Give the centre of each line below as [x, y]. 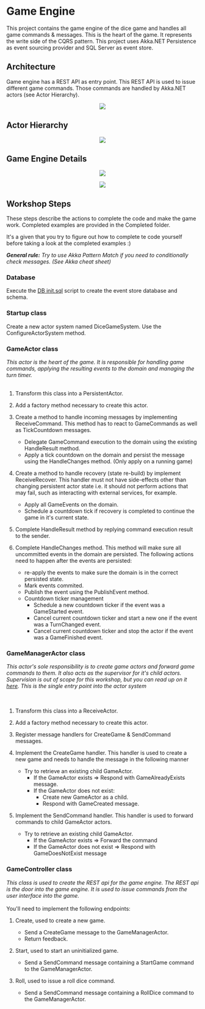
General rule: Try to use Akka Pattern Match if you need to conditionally [97, 255]
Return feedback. [46, 939]
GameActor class [32, 348]
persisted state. [44, 579]
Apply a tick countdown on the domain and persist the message [104, 455]
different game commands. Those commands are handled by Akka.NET [96, 88]
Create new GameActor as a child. [85, 797]
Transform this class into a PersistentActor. [69, 394]
